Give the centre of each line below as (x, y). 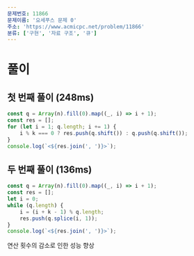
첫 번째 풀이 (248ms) (51, 97)
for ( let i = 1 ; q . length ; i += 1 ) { (62, 127)
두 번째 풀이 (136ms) (50, 169)
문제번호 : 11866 (28, 14)
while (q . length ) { (35, 205)
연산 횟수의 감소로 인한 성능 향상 (51, 246)
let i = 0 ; (23, 199)
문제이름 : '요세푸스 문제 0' (42, 20)
